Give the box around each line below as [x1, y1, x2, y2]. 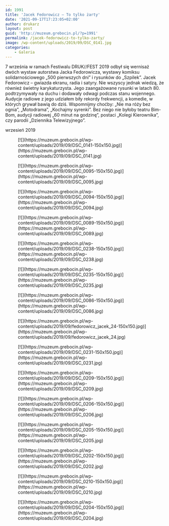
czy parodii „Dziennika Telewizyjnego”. [5, 117, 86, 123]
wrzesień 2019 [5, 127, 36, 133]
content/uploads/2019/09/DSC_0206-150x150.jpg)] [18, 401, 124, 407]
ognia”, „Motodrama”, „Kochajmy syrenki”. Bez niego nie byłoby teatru [5, 107, 150, 113]
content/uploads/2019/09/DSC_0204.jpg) [18, 515, 104, 521]
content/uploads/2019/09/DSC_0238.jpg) [18, 256, 103, 262]
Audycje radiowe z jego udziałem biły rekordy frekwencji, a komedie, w [5, 95, 153, 101]
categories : [5, 45, 30, 50]
